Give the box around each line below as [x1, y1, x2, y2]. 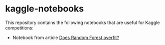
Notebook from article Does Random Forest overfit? [12, 34, 119, 40]
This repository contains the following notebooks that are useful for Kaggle [5, 19, 160, 25]
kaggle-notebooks [5, 3, 84, 14]
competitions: [5, 24, 34, 30]
